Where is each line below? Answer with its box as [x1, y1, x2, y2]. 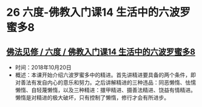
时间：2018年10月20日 [15, 64, 72, 71]
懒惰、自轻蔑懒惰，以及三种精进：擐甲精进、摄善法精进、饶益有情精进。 [15, 86, 196, 94]
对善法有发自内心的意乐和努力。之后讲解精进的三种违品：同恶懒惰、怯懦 [15, 79, 196, 86]
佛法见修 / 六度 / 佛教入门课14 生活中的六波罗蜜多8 [6, 47, 196, 57]
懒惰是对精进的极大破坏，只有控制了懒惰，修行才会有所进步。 [15, 94, 170, 101]
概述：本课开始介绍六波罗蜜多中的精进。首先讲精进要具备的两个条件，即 [15, 71, 196, 79]
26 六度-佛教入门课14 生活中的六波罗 [6, 5, 191, 19]
